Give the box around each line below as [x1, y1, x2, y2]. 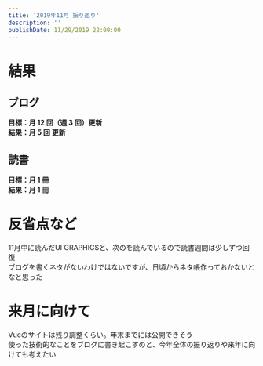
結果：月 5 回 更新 [8, 128, 66, 137]
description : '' [8, 19, 61, 27]
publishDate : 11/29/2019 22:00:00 [8, 26, 122, 34]
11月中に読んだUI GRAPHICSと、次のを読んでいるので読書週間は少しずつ [8, 243, 243, 252]
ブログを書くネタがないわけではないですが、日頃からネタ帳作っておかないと [8, 263, 255, 272]
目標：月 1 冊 [8, 176, 49, 185]
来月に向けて [8, 303, 92, 321]
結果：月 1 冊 [8, 185, 49, 194]
